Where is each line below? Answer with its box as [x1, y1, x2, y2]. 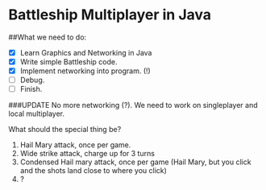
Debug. [19, 75, 45, 85]
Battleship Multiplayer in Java [8, 6, 212, 24]
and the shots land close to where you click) [19, 166, 168, 176]
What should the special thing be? [8, 125, 122, 134]
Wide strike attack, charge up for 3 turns [19, 149, 156, 159]
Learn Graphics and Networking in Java [19, 47, 152, 57]
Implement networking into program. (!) [19, 66, 151, 76]
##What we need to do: [8, 32, 87, 42]
